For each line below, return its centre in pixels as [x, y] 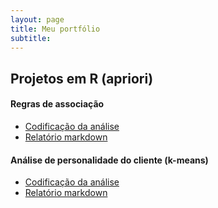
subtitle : [31, 38]
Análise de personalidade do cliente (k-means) [109, 160]
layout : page [37, 19]
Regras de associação [57, 104]
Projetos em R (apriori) [82, 78]
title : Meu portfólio [55, 29]
